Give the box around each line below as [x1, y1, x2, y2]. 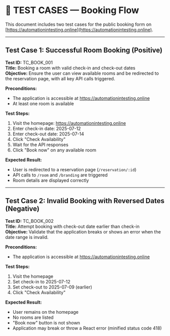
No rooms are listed [12, 314, 54, 320]
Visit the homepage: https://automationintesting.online [12, 120, 126, 126]
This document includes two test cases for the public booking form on [5, 21, 152, 27]
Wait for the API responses [12, 141, 69, 148]
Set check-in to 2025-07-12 [12, 278, 71, 284]
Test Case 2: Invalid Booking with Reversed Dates [5, 197, 164, 205]
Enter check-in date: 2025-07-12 [12, 125, 81, 131]
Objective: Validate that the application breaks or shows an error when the [5, 228, 161, 234]
